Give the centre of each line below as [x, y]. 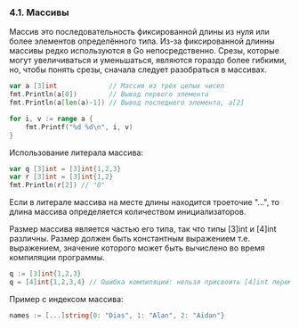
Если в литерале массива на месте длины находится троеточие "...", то [145, 202]
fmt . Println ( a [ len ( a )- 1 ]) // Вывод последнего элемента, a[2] [127, 103]
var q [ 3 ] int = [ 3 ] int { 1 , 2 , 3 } [65, 169]
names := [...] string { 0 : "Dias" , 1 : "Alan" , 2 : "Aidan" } [117, 315]
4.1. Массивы [39, 12]
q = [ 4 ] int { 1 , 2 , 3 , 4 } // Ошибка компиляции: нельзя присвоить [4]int [139, 283]
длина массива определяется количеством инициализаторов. [128, 212]
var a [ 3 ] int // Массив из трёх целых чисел [117, 86]
